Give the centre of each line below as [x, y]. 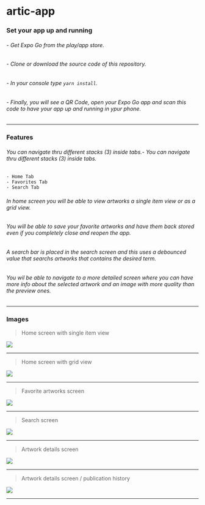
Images [18, 319]
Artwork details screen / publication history [75, 478]
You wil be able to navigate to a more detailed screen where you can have [100, 278]
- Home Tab [20, 177]
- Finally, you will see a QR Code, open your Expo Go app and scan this [96, 102]
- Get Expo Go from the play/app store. [56, 45]
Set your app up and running [49, 31]
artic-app [31, 11]
